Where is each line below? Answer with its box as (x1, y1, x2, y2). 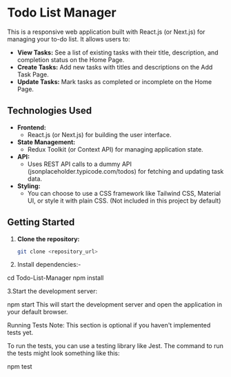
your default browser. (7, 308, 68, 316)
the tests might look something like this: (7, 349, 120, 358)
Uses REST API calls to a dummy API (27, 160, 132, 168)
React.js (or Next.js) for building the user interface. (27, 130, 172, 139)
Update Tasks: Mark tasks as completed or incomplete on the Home (17, 77, 212, 85)
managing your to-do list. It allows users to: (7, 34, 130, 43)
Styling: (17, 181, 41, 190)
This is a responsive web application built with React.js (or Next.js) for (7, 28, 205, 36)
